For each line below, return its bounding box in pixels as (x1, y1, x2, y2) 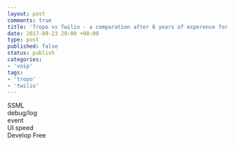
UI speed (7, 124, 34, 132)
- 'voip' (7, 62, 33, 69)
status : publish (7, 50, 55, 57)
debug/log (7, 109, 37, 117)
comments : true (7, 17, 52, 24)
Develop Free (7, 131, 46, 140)
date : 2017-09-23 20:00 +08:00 (7, 29, 99, 37)
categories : (7, 56, 42, 63)
